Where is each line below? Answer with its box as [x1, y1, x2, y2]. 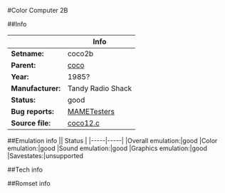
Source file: [11, 118, 51, 127]
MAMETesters [67, 107, 115, 116]
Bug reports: [11, 107, 55, 116]
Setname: [11, 49, 44, 58]
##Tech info [7, 165, 43, 174]
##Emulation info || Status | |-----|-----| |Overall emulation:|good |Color [7, 137, 218, 145]
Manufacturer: [11, 83, 61, 93]
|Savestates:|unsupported [7, 152, 84, 160]
